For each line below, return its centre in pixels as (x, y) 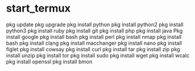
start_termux (38, 8)
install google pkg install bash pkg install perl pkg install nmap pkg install (94, 37)
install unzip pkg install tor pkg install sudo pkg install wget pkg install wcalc (98, 55)
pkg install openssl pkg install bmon (49, 61)
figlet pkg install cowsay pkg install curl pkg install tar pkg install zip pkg (93, 49)
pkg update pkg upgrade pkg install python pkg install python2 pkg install (95, 24)
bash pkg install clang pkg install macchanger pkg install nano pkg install (94, 43)
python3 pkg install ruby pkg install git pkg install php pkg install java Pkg (95, 30)
